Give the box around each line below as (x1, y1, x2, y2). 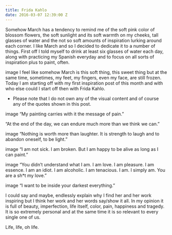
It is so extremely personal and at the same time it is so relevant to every (5, 208, 159, 214)
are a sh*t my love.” (5, 172, 47, 179)
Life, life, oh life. (5, 224, 40, 230)
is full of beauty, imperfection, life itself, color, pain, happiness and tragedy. (5, 203, 165, 209)
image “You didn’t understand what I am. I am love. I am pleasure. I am (5, 161, 154, 167)
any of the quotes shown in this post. (12, 101, 91, 107)
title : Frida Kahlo (5, 7, 47, 13)
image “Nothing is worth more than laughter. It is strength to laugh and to (5, 130, 160, 136)
